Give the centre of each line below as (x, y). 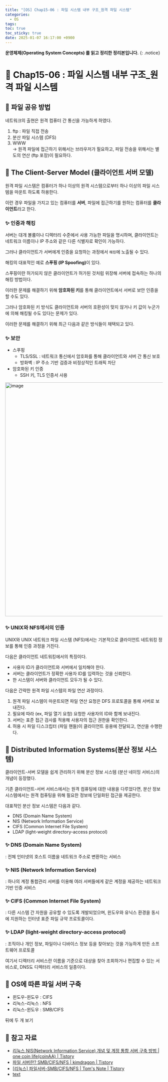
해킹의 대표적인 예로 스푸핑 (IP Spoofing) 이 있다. (53, 262)
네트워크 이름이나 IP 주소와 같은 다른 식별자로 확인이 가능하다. (65, 241)
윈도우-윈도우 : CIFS (32, 997)
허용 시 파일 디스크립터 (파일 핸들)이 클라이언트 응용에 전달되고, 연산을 (80, 726)
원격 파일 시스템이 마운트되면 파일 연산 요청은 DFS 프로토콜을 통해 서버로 (83, 701)
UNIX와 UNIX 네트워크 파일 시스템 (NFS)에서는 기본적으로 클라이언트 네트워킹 (81, 640)
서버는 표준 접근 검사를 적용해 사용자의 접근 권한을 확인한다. (70, 720)
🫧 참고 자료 (21, 1038)
